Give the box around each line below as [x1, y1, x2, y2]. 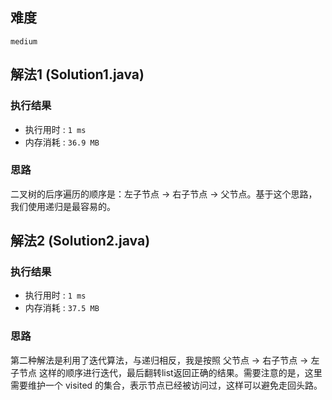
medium [10, 36, 38, 47]
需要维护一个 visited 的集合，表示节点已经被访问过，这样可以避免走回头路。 [10, 379, 323, 391]
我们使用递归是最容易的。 [10, 200, 116, 212]
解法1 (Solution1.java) [10, 66, 145, 83]
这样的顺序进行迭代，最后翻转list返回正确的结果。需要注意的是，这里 [38, 366, 323, 378]
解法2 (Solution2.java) [10, 233, 151, 250]
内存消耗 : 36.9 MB [24, 136, 100, 148]
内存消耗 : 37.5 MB [24, 302, 100, 314]
